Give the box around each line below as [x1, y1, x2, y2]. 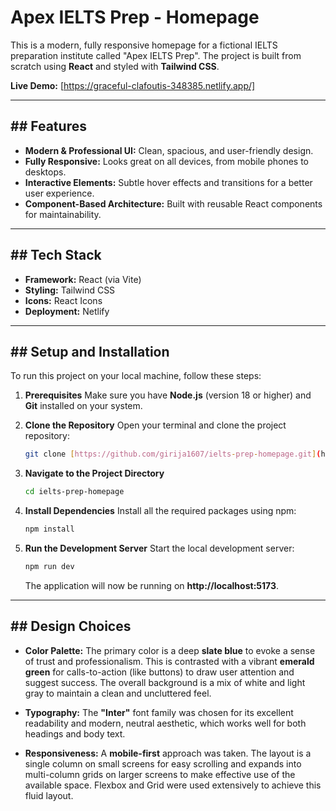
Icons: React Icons [24, 294, 103, 306]
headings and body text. [24, 727, 126, 740]
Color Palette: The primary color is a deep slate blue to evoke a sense [24, 644, 316, 656]
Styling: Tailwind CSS [24, 284, 116, 296]
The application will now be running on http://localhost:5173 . [24, 579, 280, 591]
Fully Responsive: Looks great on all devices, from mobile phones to [24, 155, 310, 167]
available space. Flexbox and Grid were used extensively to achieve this [24, 779, 322, 791]
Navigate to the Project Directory [24, 467, 165, 480]
